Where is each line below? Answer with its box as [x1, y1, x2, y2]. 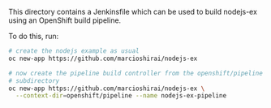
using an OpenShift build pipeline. [8, 15, 122, 25]
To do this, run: [8, 32, 59, 41]
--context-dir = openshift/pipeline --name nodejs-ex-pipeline [15, 92, 227, 100]
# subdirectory [8, 76, 60, 84]
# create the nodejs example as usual [8, 47, 140, 55]
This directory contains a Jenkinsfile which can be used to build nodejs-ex [8, 7, 258, 16]
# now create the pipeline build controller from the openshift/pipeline [8, 69, 264, 77]
